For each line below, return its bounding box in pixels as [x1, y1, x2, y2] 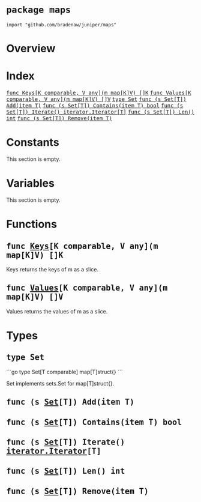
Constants [6, 136, 59, 150]
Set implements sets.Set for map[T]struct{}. [6, 380, 115, 387]
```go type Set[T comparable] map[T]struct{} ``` [6, 368, 123, 375]
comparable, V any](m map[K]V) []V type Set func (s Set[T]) [6, 96, 187, 103]
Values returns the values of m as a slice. [6, 307, 108, 315]
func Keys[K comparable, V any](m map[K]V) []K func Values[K [6, 89, 191, 97]
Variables [6, 177, 55, 190]
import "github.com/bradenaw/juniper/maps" [6, 22, 117, 28]
